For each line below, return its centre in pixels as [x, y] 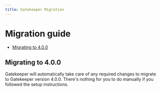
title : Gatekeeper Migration [35, 9]
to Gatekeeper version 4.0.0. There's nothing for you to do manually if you [79, 79]
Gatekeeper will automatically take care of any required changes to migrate [80, 74]
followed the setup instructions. [37, 84]
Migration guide [38, 33]
